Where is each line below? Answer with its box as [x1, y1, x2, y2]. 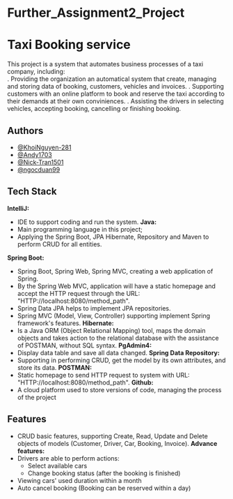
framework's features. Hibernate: [17, 319, 115, 327]
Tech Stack [7, 186, 57, 198]
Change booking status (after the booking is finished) [27, 469, 181, 477]
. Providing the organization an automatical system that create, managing [7, 75, 217, 83]
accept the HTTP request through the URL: [17, 289, 140, 297]
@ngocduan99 [17, 165, 61, 174]
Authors [7, 124, 44, 137]
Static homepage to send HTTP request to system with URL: [17, 371, 190, 379]
